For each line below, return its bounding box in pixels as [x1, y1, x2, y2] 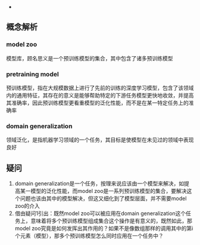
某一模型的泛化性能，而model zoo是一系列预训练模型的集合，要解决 [20, 188, 187, 195]
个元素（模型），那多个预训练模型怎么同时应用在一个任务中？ [14, 232, 164, 240]
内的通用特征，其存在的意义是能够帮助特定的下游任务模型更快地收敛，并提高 [6, 91, 194, 99]
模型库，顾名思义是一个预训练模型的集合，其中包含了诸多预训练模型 [6, 54, 173, 62]
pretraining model [6, 70, 60, 78]
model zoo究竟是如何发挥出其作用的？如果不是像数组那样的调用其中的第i [14, 225, 193, 232]
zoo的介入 [14, 203, 40, 210]
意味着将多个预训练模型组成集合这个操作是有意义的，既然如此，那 [30, 218, 192, 225]
